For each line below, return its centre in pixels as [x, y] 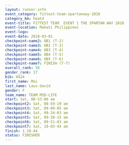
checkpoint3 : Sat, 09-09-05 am [36, 109]
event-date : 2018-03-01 [29, 37]
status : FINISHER [22, 135]
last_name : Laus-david [28, 86]
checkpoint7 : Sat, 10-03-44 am [36, 126]
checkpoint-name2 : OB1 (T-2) [34, 41]
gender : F [15, 90]
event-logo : [17, 32]
